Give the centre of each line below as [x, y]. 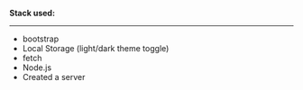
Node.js [37, 67]
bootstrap [41, 39]
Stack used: [32, 13]
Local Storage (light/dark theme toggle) [96, 48]
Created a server [54, 77]
